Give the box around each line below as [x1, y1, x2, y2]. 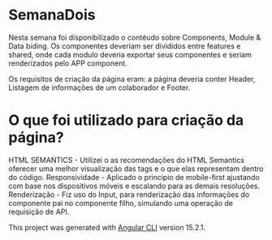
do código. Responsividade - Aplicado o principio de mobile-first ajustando [8, 172, 260, 182]
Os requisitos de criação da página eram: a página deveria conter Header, [8, 74, 256, 84]
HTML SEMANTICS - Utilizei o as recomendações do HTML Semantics [8, 155, 245, 165]
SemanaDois [8, 6, 96, 24]
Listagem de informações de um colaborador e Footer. [8, 83, 191, 92]
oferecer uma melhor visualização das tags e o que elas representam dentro [8, 164, 264, 174]
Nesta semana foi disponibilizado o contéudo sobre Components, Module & [8, 32, 261, 42]
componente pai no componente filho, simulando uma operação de [8, 198, 234, 208]
